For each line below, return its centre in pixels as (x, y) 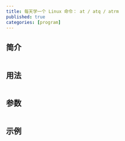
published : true (26, 17)
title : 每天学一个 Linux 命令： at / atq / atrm (63, 11)
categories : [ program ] (33, 22)
